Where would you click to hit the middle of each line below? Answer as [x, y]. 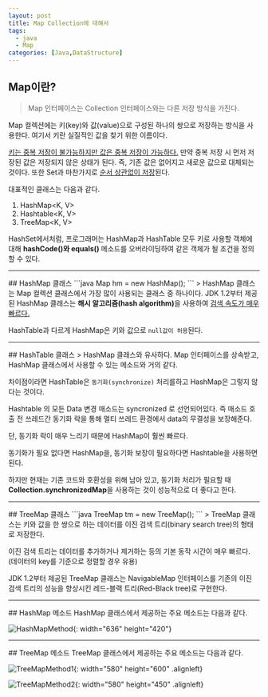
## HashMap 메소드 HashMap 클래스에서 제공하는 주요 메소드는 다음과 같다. [128, 612]
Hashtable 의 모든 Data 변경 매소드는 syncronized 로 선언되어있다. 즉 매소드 [128, 408]
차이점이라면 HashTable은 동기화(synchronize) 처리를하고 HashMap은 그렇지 [129, 382]
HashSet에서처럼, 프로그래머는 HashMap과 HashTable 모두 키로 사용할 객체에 [130, 238]
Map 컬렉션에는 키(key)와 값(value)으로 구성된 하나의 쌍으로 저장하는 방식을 [127, 125]
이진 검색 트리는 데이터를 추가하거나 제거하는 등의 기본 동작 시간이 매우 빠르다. [130, 551]
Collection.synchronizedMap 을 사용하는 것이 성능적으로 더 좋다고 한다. [122, 490]
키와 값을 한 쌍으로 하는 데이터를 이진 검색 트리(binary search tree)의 [131, 524]
